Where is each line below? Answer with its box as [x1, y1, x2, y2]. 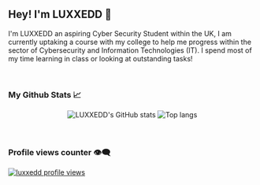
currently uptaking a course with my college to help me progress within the [8, 37, 252, 46]
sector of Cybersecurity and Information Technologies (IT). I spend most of [8, 45, 252, 55]
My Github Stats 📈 [8, 89, 82, 100]
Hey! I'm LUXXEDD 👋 [8, 8, 112, 21]
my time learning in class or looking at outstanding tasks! [8, 54, 193, 63]
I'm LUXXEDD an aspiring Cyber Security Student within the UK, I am [8, 28, 232, 38]
